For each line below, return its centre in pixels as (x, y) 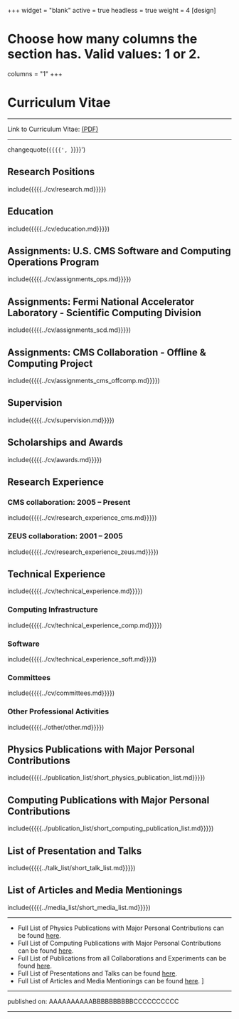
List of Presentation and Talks (75, 851)
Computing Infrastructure (53, 610)
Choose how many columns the (102, 39)
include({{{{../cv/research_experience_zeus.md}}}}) (83, 552)
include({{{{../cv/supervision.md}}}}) (61, 420)
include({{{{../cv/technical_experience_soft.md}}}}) (82, 659)
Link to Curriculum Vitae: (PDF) (53, 129)
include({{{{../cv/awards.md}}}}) (55, 459)
